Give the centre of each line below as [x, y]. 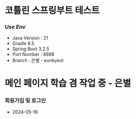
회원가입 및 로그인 [26, 101]
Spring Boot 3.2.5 [31, 49]
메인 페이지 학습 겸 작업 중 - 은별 [68, 83]
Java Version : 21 [30, 38]
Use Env [15, 27]
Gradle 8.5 [23, 44]
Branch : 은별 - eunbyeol [38, 61]
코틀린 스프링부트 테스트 [52, 11]
